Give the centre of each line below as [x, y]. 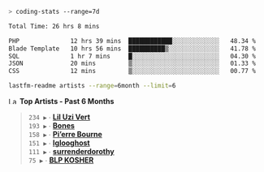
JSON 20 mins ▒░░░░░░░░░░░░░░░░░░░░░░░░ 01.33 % [132, 64]
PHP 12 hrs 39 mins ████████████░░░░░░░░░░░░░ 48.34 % [132, 41]
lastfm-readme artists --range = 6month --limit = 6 [92, 86]
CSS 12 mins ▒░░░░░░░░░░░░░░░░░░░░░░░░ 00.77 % [132, 71]
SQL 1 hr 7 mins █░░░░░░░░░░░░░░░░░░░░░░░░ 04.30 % [132, 56]
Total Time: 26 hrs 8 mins [54, 26]
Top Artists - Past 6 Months [67, 101]
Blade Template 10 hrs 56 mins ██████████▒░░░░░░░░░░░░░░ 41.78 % [132, 49]
